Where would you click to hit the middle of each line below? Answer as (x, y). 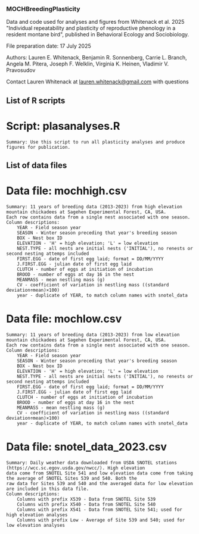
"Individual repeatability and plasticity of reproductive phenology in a (91, 28)
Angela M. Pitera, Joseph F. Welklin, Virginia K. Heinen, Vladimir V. (87, 64)
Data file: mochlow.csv (64, 319)
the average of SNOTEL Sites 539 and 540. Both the (71, 478)
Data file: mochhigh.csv (67, 191)
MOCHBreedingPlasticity (43, 9)
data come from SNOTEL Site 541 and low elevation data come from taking (100, 473)
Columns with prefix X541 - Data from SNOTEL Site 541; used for (100, 510)
